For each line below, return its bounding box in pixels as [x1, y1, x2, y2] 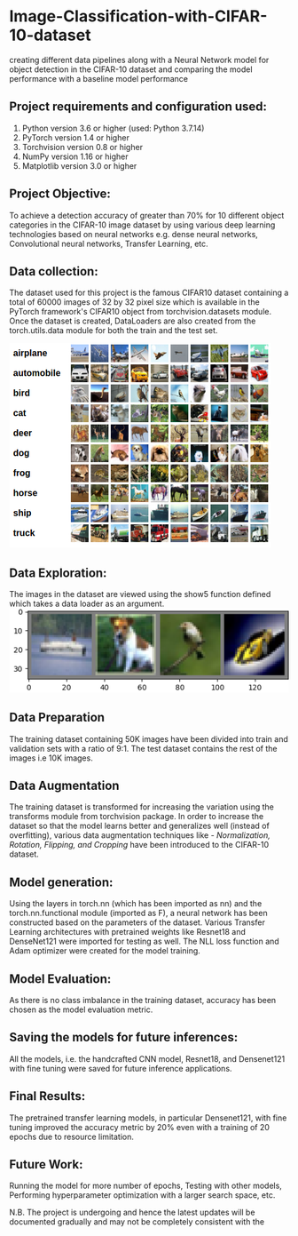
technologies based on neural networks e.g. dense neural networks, [9, 228, 259, 239]
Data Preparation [9, 710, 105, 725]
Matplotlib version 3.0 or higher [21, 160, 137, 171]
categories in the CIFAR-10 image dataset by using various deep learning [9, 219, 276, 230]
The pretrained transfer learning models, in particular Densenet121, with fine [9, 1112, 287, 1123]
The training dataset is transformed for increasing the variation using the [9, 801, 275, 812]
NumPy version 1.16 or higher [21, 151, 129, 162]
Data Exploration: [9, 565, 107, 580]
